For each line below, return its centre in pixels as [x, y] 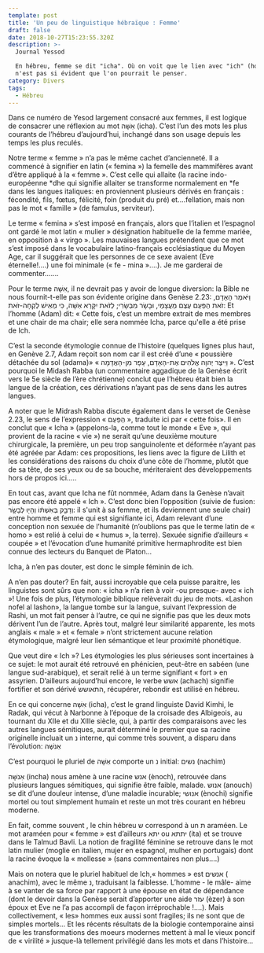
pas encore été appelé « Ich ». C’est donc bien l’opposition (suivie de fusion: [132, 502]
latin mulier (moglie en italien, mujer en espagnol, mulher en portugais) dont [131, 851]
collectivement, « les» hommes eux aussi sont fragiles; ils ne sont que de [126, 916]
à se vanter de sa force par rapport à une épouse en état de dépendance [126, 891]
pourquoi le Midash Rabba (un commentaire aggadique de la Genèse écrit [128, 371]
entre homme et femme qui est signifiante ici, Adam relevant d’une [115, 518]
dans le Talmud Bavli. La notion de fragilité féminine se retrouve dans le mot [131, 842]
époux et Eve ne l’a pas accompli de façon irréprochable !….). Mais [116, 907]
